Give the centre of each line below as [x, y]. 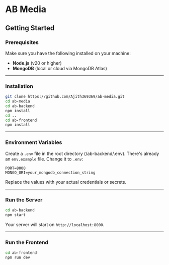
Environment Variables [34, 142]
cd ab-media [18, 101]
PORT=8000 [16, 168]
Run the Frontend [27, 242]
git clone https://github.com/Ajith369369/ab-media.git [65, 97]
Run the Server [24, 199]
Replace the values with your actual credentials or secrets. [66, 182]
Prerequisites [22, 42]
